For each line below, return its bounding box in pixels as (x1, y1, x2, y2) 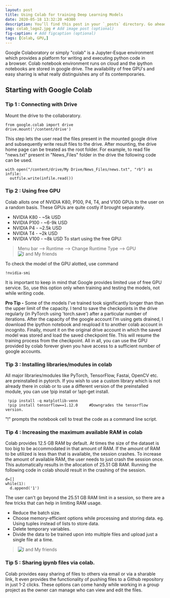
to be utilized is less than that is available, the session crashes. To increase (5, 451, 161, 457)
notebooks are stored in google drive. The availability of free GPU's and (5, 65, 155, 71)
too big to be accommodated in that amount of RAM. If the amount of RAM (5, 446, 160, 452)
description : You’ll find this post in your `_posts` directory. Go (5, 21, 153, 27)
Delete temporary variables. (12, 526, 71, 532)
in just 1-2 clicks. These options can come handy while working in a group (5, 581, 159, 587)
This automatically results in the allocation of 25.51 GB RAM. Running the (5, 462, 157, 468)
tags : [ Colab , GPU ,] (5, 36, 49, 41)
